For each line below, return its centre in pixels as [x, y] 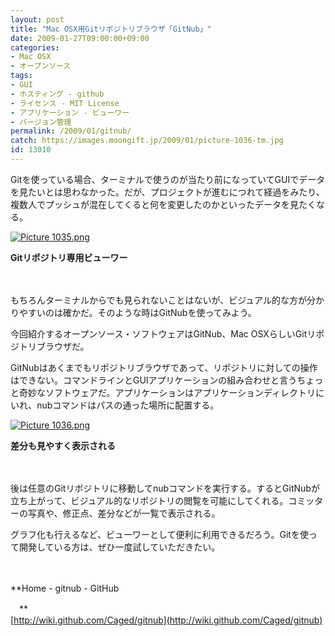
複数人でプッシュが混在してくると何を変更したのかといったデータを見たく [163, 204]
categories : [35, 47]
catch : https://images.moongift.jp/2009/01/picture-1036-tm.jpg [147, 141]
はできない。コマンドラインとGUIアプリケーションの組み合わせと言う [154, 380]
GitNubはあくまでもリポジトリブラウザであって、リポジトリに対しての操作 [164, 367]
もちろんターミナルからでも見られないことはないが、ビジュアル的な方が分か [167, 300]
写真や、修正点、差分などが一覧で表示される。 [124, 513]
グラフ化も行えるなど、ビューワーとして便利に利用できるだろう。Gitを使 [159, 534]
